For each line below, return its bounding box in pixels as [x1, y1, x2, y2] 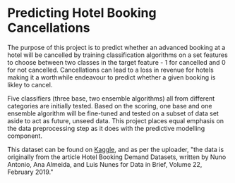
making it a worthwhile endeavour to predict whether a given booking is [7, 72, 216, 82]
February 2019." [7, 168, 54, 176]
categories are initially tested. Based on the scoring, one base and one [7, 101, 212, 110]
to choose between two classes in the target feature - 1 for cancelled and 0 [7, 58, 226, 66]
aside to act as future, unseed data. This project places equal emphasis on [7, 116, 224, 125]
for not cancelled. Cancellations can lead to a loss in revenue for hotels [7, 65, 214, 74]
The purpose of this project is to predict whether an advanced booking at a [7, 43, 226, 51]
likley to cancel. [7, 80, 53, 89]
